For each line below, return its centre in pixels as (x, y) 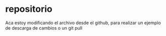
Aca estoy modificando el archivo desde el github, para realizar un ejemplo (83, 23)
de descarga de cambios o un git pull (44, 28)
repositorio (29, 9)
